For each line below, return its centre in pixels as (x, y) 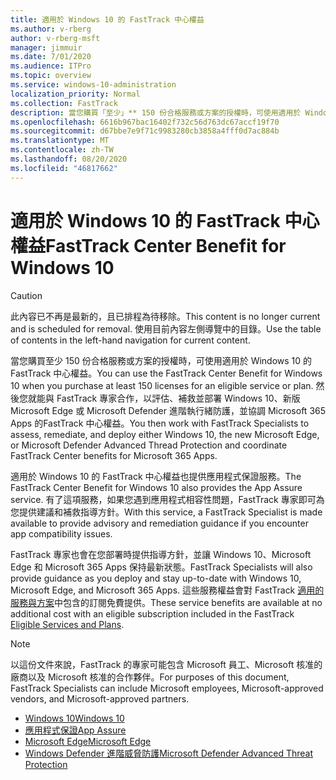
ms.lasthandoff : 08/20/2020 (69, 159)
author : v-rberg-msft (55, 38)
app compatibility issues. (61, 533)
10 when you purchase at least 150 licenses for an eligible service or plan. (162, 385)
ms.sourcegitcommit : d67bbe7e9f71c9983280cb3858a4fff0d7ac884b (145, 131)
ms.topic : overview (51, 76)
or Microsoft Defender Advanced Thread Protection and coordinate (149, 445)
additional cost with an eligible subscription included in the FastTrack (152, 613)
